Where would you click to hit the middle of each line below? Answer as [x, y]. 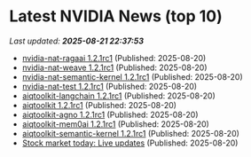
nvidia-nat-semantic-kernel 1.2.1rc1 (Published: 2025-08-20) [133, 76]
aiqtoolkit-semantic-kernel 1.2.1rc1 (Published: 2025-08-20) [130, 133]
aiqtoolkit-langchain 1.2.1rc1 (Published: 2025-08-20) [118, 96]
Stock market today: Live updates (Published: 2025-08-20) [130, 143]
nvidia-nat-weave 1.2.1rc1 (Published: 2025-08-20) [114, 67]
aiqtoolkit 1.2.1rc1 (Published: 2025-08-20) [99, 105]
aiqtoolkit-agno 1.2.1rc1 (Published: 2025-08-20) [110, 114]
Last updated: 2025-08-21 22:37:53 [77, 41]
